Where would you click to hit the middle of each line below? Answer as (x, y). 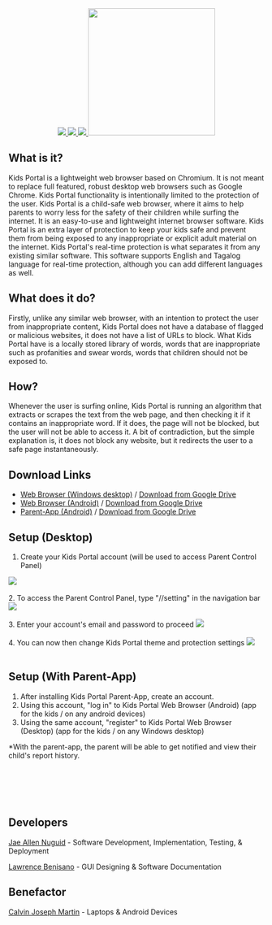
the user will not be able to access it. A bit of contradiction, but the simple (132, 432)
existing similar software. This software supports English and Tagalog (125, 255)
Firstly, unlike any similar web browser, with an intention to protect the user (134, 318)
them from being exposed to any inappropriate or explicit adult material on (133, 238)
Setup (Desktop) (51, 537)
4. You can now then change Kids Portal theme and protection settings (127, 643)
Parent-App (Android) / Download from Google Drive (108, 512)
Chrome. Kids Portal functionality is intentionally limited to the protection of (134, 195)
